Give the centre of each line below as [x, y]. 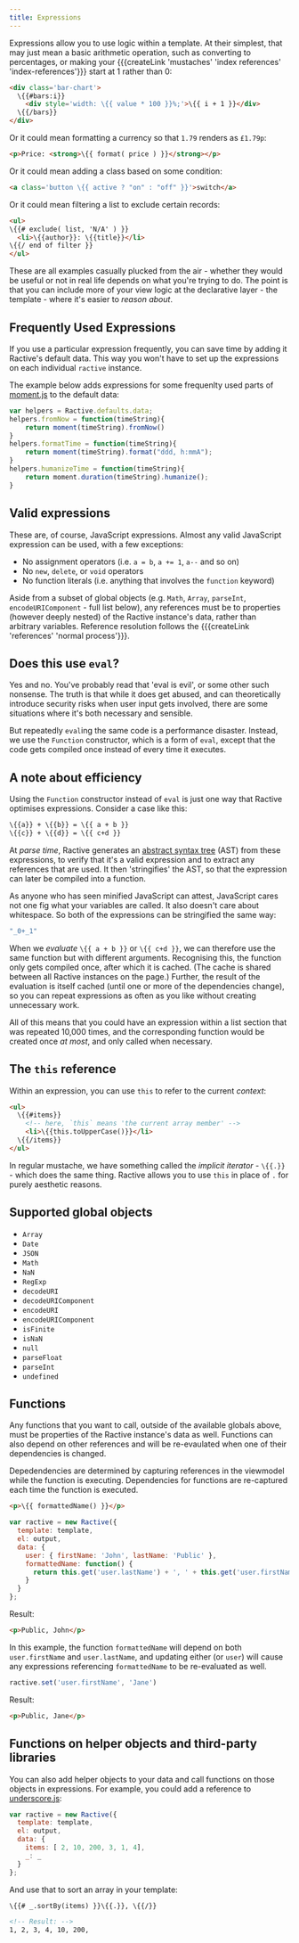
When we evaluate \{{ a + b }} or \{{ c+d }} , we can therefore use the [142, 948]
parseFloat [42, 1357]
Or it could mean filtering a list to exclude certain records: [115, 204]
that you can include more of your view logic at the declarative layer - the [144, 290]
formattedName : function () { [79, 1564]
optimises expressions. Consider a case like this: [98, 808]
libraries [32, 1758]
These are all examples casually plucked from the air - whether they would [146, 271]
